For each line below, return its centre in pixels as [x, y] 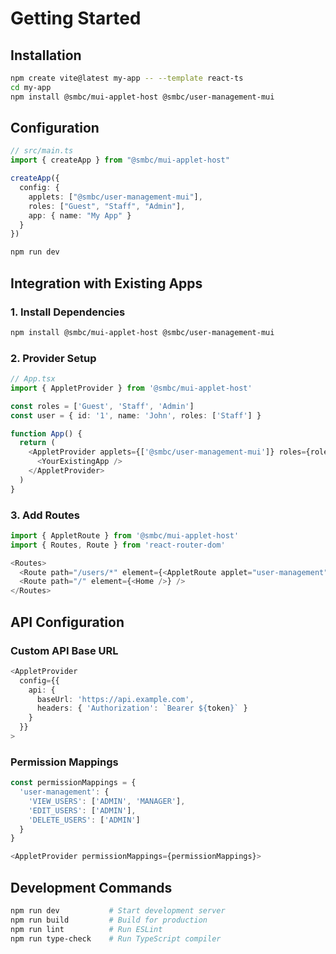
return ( [37, 443]
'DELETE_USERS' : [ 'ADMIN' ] [84, 820]
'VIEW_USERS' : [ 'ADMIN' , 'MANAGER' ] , [107, 801]
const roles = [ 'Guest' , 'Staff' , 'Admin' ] [102, 406]
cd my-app [31, 87]
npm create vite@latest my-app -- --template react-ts [127, 78]
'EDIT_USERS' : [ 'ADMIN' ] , [82, 810]
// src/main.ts [42, 151]
